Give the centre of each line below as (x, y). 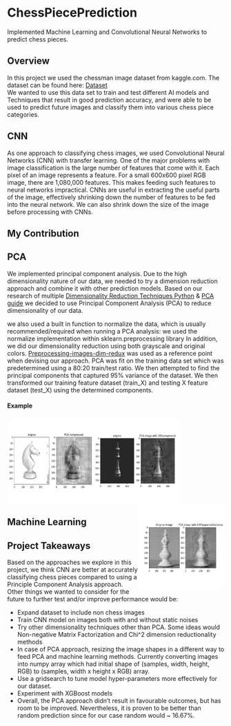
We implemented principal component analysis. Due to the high (97, 273)
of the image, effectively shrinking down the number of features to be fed (111, 197)
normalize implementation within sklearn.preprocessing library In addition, (112, 338)
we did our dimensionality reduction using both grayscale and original (106, 346)
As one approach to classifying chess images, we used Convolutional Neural (116, 153)
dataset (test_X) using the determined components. (80, 390)
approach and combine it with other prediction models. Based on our (105, 288)
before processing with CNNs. (50, 212)
